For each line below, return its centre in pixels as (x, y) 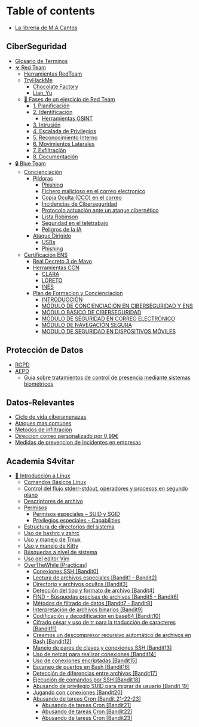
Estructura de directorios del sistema (69, 527)
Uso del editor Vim (47, 558)
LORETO (52, 280)
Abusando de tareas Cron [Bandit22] (87, 711)
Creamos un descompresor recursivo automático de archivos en (112, 635)
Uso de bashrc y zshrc (51, 533)
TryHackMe (38, 80)
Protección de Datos (45, 350)
